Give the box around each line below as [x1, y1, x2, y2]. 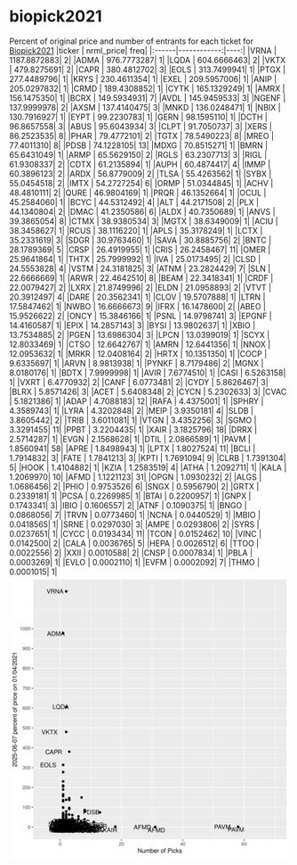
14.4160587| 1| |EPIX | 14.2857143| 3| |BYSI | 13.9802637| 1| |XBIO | [9, 319, 256, 331]
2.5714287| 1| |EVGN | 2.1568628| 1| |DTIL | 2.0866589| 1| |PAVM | [9, 433, 251, 444]
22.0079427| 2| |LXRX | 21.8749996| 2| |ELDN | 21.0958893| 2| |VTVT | [9, 282, 272, 292]
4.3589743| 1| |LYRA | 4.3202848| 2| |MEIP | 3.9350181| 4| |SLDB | [9, 405, 253, 416]
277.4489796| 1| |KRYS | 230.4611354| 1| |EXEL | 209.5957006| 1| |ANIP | [9, 73, 277, 84]
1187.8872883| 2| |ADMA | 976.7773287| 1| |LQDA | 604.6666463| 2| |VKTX [9, 54, 286, 65]
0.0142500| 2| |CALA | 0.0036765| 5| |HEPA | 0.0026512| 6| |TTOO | [9, 538, 260, 548]
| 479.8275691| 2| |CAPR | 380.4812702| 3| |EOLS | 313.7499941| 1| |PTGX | [9, 64, 286, 75]
